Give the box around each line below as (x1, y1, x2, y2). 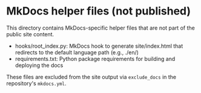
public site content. (6, 30, 54, 37)
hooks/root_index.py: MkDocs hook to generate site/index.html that (15, 42, 183, 50)
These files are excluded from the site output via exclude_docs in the (6, 73, 177, 80)
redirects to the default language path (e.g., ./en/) (15, 48, 139, 56)
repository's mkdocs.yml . (6, 80, 67, 87)
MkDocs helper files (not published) (6, 4, 191, 18)
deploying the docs (15, 62, 64, 69)
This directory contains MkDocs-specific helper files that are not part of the (6, 24, 195, 31)
